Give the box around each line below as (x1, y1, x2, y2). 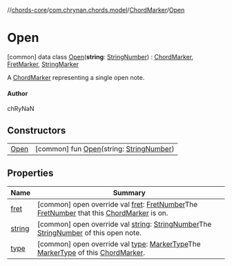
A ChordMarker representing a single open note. (7, 73, 145, 81)
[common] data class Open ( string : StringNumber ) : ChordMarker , (7, 52, 194, 61)
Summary (113, 187, 146, 197)
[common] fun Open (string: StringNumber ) (35, 144, 175, 154)
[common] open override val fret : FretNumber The (37, 199, 198, 209)
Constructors (7, 124, 66, 136)
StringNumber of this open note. (37, 227, 142, 237)
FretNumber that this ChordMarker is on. (37, 208, 168, 218)
